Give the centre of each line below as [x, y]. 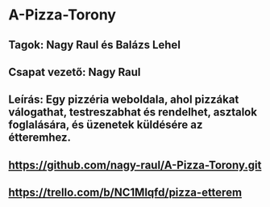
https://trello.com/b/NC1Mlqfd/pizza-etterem [125, 193]
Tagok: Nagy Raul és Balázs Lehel [95, 45]
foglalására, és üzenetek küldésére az [106, 125]
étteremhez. [39, 138]
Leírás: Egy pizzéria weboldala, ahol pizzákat [124, 100]
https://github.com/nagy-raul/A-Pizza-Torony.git [135, 165]
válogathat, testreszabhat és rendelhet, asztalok [133, 112]
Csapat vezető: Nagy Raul [75, 72]
